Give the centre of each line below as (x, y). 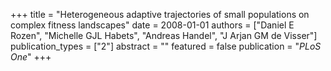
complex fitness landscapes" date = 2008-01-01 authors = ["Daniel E (152, 25)
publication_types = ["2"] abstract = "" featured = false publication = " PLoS (166, 46)
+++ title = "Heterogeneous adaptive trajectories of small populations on (160, 14)
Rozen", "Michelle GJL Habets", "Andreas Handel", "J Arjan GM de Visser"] (164, 35)
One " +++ (31, 57)
